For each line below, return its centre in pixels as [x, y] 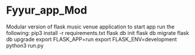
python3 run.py [25, 46]
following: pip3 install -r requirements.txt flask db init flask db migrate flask [98, 33]
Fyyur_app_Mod [47, 10]
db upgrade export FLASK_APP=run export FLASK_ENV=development [92, 39]
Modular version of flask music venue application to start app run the [90, 27]
